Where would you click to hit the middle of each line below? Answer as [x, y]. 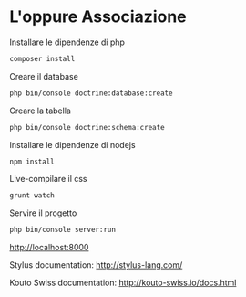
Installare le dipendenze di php [67, 42]
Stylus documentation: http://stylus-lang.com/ [96, 265]
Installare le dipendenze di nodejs [72, 144]
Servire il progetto [43, 213]
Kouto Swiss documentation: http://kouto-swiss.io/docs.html [123, 283]
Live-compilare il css [49, 179]
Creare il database [44, 76]
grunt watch [32, 196]
